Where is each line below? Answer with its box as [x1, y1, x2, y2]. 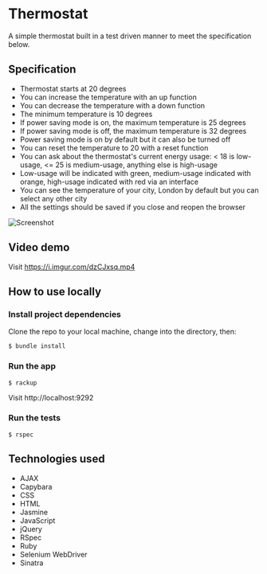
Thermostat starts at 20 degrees [19, 84, 127, 93]
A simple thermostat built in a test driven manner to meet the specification [8, 31, 252, 41]
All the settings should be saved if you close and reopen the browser [19, 202, 245, 212]
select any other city [19, 193, 88, 203]
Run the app [8, 361, 56, 372]
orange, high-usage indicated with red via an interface [19, 177, 199, 186]
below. [8, 39, 30, 49]
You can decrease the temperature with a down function [19, 100, 206, 110]
